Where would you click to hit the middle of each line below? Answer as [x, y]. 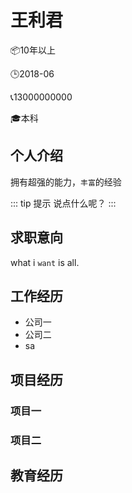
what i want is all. [45, 262]
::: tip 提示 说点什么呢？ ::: [63, 203]
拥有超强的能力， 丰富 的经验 [66, 182]
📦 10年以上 [33, 50]
